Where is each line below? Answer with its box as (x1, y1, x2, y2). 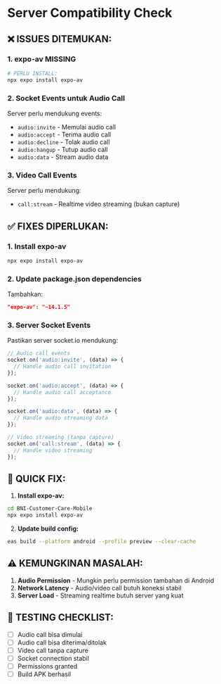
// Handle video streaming (13, 447, 93, 454)
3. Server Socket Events (7, 320, 91, 330)
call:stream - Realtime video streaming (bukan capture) (17, 200, 180, 208)
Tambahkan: (7, 290, 43, 298)
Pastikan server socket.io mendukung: (7, 336, 118, 345)
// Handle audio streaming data (13, 414, 109, 422)
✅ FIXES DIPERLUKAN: (7, 220, 109, 232)
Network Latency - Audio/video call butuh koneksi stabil (17, 583, 182, 592)
